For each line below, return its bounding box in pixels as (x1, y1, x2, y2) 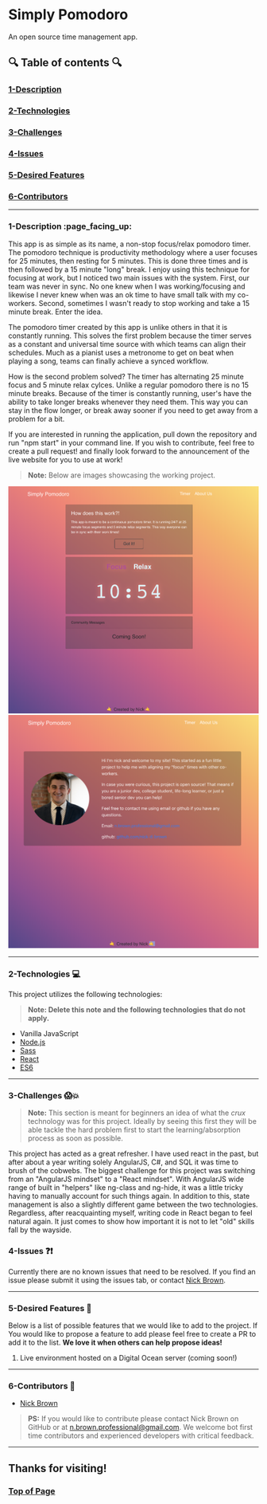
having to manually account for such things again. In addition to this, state (8, 1192, 250, 1201)
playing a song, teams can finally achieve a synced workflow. (8, 356, 209, 366)
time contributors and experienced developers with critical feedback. (27, 1431, 254, 1440)
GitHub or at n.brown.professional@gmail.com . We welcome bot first (27, 1423, 253, 1432)
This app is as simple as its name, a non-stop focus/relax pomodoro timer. (8, 239, 251, 249)
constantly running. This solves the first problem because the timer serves (8, 331, 252, 340)
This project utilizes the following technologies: (8, 990, 163, 999)
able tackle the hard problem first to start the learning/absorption (27, 1125, 241, 1135)
